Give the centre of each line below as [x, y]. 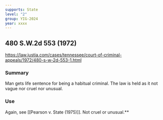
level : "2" [16, 14]
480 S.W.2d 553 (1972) [41, 43]
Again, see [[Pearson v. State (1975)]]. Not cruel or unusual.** [67, 112]
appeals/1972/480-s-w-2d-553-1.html [43, 60]
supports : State [21, 10]
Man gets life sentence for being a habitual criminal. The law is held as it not [81, 83]
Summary [17, 72]
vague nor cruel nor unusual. [34, 89]
